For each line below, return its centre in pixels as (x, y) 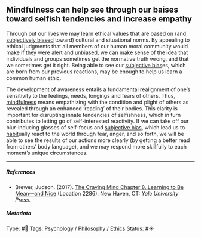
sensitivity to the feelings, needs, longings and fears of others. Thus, (91, 95)
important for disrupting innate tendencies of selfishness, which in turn (94, 115)
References (21, 172)
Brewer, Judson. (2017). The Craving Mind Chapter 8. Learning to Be (99, 187)
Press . (23, 200)
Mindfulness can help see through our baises (92, 10)
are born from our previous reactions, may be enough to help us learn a (94, 72)
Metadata (19, 214)
